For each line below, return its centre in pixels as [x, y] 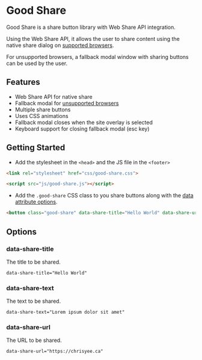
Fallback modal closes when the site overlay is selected [84, 122]
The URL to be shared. [34, 340]
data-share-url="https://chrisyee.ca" [55, 352]
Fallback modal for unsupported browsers [67, 103]
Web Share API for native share [54, 96]
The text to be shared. [34, 301]
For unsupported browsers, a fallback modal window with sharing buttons [98, 57]
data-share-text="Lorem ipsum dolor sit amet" [66, 312]
